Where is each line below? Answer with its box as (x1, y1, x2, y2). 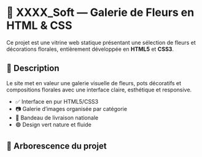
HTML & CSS (6, 18, 72, 33)
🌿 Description (6, 63, 60, 74)
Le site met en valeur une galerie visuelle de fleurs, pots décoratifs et (6, 79, 182, 86)
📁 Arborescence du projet (6, 141, 107, 151)
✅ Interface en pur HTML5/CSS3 (15, 98, 99, 105)
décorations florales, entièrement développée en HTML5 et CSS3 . (6, 45, 174, 53)
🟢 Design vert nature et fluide (15, 121, 92, 128)
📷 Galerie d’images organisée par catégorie (15, 105, 128, 112)
